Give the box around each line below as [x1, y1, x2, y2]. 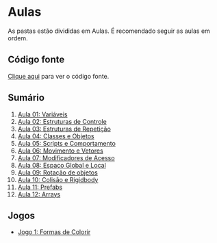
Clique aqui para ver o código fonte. [8, 72, 110, 80]
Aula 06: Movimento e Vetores [17, 146, 103, 155]
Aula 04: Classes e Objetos [17, 131, 94, 140]
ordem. [8, 34, 28, 42]
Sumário [8, 92, 45, 103]
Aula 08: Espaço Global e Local [17, 161, 107, 169]
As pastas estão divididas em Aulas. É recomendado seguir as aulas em [8, 27, 211, 35]
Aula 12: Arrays [17, 190, 61, 199]
